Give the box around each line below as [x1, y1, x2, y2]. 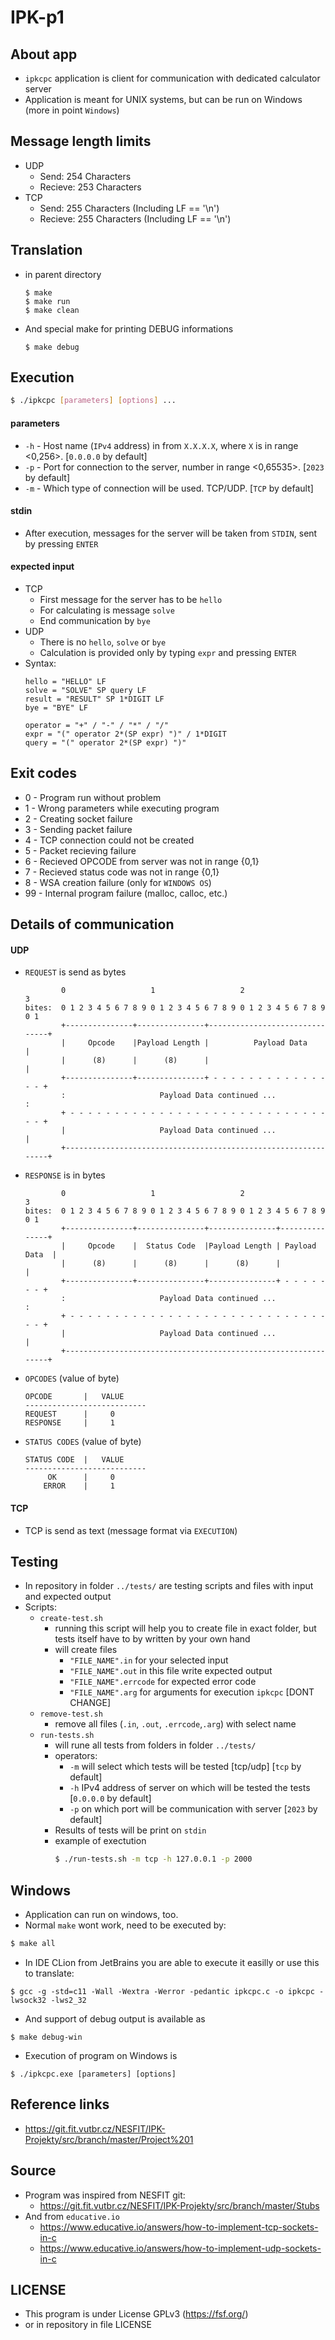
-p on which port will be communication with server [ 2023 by [69, 1803, 318, 1815]
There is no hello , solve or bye [39, 636, 167, 648]
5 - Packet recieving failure [24, 844, 137, 856]
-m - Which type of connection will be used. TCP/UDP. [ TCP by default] [24, 482, 314, 494]
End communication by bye [39, 614, 151, 626]
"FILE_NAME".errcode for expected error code [69, 1676, 257, 1688]
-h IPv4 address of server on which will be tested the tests [69, 1782, 311, 1794]
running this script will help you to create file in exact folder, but [54, 1622, 317, 1635]
